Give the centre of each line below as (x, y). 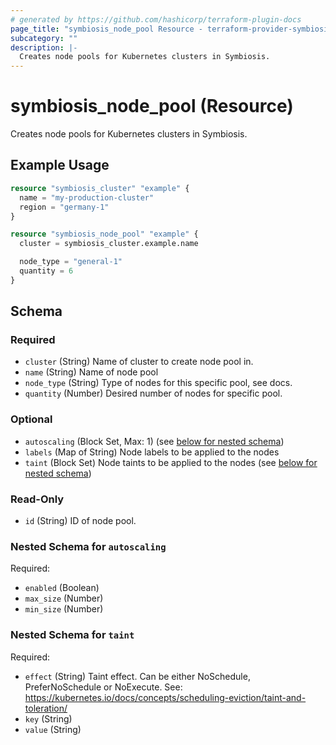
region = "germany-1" (64, 207)
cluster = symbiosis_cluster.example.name (109, 244)
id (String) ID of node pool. (80, 521)
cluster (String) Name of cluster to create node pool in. (139, 362)
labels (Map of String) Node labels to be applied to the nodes (152, 452)
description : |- (44, 47)
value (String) (53, 729)
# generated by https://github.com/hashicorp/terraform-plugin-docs (156, 19)
